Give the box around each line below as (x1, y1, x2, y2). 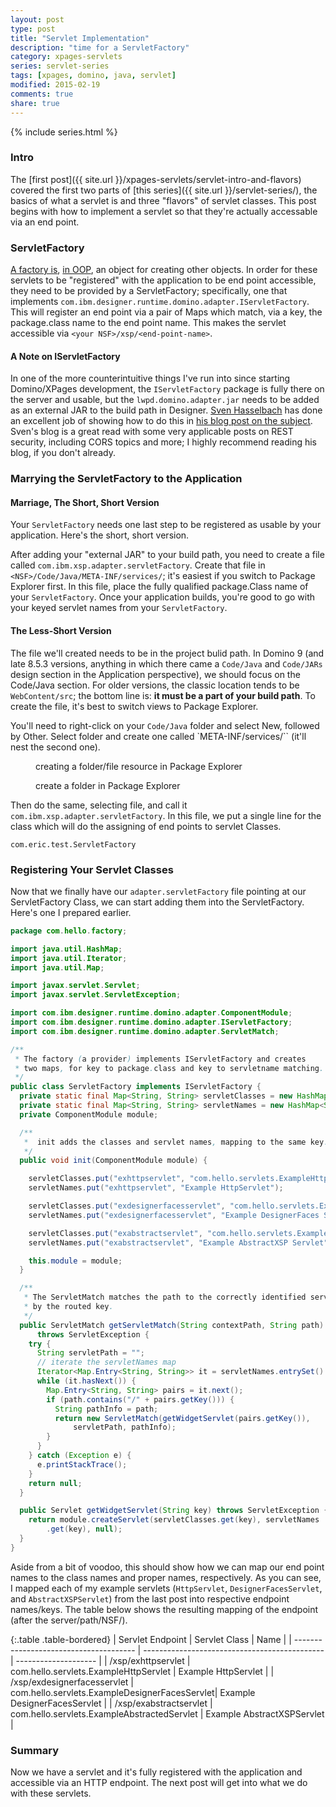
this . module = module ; (28, 1256, 123, 1266)
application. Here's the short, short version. (10, 529, 190, 541)
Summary (10, 1743, 60, 1757)
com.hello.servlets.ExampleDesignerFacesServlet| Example (10, 1686, 256, 1698)
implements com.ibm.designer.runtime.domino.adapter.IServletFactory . (10, 296, 310, 308)
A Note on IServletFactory (10, 350, 121, 362)
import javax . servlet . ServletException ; (10, 990, 182, 1000)
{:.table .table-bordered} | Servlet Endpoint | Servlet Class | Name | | (10, 1633, 292, 1645)
